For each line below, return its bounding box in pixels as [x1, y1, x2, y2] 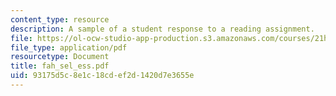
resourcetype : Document [10, 52, 110, 62]
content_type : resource [10, 14, 110, 25]
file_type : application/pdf [10, 42, 128, 53]
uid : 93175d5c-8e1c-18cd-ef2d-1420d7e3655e [10, 71, 195, 81]
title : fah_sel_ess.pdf [10, 61, 110, 71]
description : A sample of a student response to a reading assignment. [10, 24, 315, 34]
